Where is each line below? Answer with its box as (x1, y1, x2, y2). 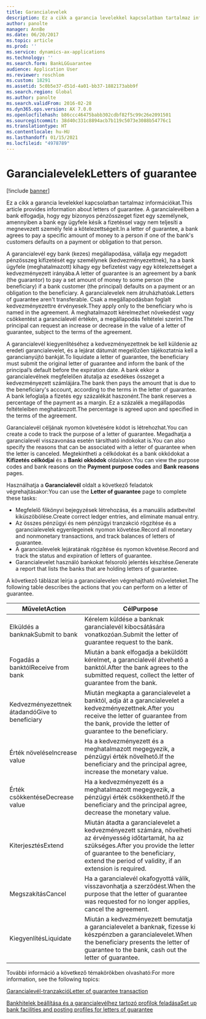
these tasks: (6, 494, 37, 502)
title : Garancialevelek (6, 9, 67, 15)
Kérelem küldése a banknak (84, 614, 164, 623)
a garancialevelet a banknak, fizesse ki (84, 922, 196, 931)
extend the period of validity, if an (84, 856, 181, 865)
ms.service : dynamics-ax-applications (6, 49, 105, 55)
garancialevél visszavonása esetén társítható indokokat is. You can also (6, 436, 185, 444)
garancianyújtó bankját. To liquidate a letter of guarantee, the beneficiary (6, 353, 189, 360)
